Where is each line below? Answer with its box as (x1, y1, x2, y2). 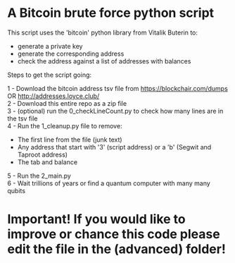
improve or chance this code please (7, 226, 220, 243)
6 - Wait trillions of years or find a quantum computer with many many (7, 178, 211, 188)
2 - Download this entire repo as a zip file (7, 99, 127, 107)
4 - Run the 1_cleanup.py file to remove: (7, 121, 122, 130)
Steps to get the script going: (7, 71, 92, 79)
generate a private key (17, 42, 83, 50)
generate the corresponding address (17, 49, 125, 58)
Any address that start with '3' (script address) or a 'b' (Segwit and (17, 142, 212, 151)
